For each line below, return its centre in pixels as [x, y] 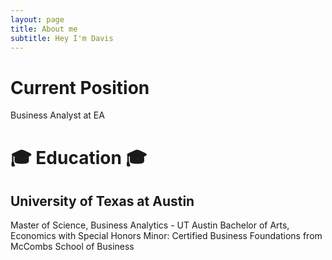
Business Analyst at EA [57, 115]
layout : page [37, 19]
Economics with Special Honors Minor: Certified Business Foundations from [166, 236]
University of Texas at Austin [102, 201]
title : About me [44, 29]
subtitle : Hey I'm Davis [62, 38]
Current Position [80, 87]
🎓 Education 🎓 [79, 157]
